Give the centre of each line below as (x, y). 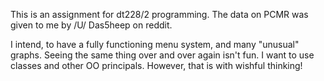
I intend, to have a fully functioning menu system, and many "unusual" (155, 44)
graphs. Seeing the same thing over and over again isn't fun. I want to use (162, 55)
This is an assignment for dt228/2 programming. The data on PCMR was (159, 14)
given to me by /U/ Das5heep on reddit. (91, 25)
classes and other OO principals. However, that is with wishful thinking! (156, 65)
